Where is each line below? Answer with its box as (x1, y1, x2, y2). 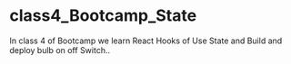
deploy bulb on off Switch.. (9, 44, 111, 55)
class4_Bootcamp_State (9, 5, 197, 26)
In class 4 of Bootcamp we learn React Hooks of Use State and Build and (9, 35, 283, 46)
